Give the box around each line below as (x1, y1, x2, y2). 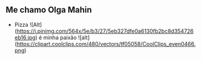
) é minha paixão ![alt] (35, 33, 90, 41)
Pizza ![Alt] (14, 21, 42, 28)
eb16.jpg (14, 33, 36, 41)
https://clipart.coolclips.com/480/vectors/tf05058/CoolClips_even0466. (16, 40, 196, 47)
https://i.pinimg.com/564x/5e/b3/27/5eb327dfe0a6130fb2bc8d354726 (16, 27, 194, 35)
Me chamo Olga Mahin (5, 5, 92, 15)
